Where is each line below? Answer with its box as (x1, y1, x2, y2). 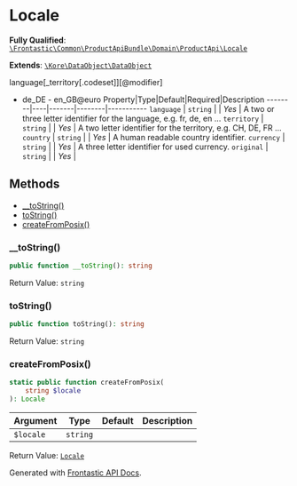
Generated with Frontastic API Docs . (9, 467, 142, 478)
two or (251, 103, 275, 114)
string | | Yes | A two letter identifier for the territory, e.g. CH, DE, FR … (21, 122, 282, 133)
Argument (13, 415, 58, 427)
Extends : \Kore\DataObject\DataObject (9, 60, 152, 70)
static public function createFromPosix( (9, 378, 165, 387)
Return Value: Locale (9, 450, 85, 461)
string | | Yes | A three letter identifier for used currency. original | (21, 141, 269, 152)
